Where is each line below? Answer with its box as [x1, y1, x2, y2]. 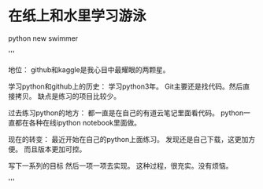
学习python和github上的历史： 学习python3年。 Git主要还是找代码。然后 [8, 82, 243, 91]
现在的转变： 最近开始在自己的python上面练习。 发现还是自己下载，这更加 [8, 134, 249, 144]
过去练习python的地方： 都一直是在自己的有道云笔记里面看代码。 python [8, 107, 244, 118]
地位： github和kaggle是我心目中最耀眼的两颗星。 [8, 64, 170, 75]
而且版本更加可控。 [23, 144, 87, 154]
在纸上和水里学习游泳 [8, 7, 147, 25]
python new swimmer [8, 33, 79, 43]
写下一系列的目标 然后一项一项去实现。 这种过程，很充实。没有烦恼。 [8, 161, 233, 170]
